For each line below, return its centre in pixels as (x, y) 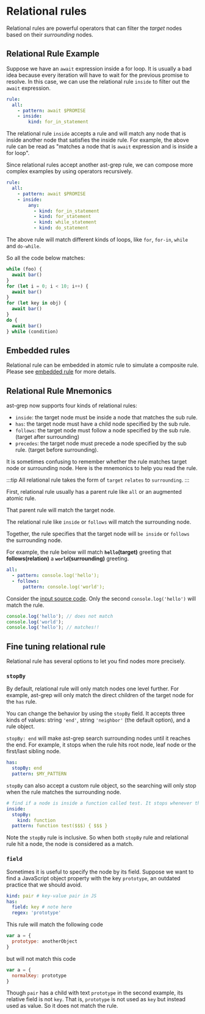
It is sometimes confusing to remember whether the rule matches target (97, 462)
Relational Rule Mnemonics (59, 391)
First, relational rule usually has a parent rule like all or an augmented (94, 492)
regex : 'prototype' (37, 913)
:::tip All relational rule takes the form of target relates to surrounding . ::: (98, 480)
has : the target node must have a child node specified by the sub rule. (103, 424)
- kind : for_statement (62, 217)
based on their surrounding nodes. (50, 34)
